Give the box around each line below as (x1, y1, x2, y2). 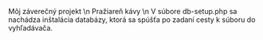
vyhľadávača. (8, 24, 53, 32)
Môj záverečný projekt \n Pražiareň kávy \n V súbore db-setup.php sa (8, 7, 237, 16)
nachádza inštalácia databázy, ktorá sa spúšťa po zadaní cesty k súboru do (8, 15, 256, 24)
